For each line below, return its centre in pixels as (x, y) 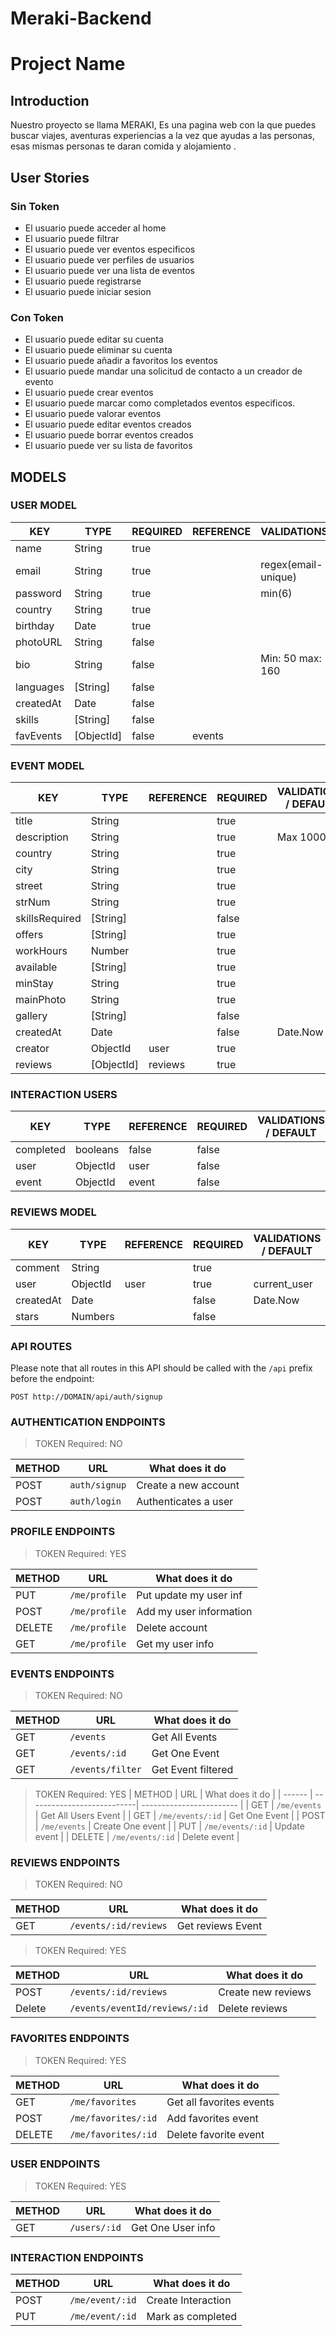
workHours (41, 951)
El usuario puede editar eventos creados (108, 424)
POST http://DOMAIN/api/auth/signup (86, 1397)
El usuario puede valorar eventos (93, 414)
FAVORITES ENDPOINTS (70, 2039)
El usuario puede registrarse (83, 281)
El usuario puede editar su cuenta (94, 339)
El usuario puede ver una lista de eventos (109, 270)
